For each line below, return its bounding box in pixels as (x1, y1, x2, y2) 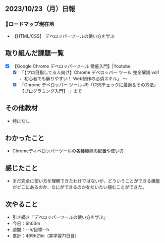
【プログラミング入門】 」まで (19, 88, 82, 94)
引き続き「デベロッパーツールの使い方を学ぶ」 (12, 214, 108, 220)
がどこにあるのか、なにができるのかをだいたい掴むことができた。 (12, 184, 147, 190)
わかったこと (5, 133, 45, 142)
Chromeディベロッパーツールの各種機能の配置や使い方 (12, 148, 124, 154)
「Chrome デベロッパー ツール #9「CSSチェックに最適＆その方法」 (19, 81, 159, 88)
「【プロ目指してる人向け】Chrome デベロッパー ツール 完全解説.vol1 (19, 69, 160, 75)
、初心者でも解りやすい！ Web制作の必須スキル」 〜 (19, 75, 127, 81)
